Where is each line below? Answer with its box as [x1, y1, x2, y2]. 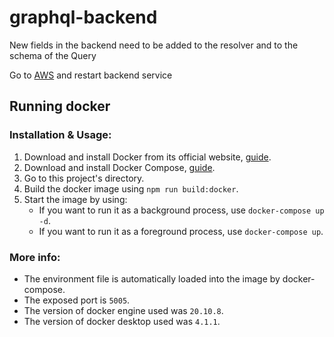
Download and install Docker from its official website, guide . [23, 151, 272, 163]
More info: [9, 250, 61, 264]
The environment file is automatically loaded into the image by [23, 272, 281, 285]
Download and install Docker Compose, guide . [23, 161, 216, 173]
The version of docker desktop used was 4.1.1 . [23, 315, 221, 327]
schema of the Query [9, 49, 97, 61]
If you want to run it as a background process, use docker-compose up [38, 204, 325, 216]
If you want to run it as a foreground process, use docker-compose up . [38, 225, 324, 237]
